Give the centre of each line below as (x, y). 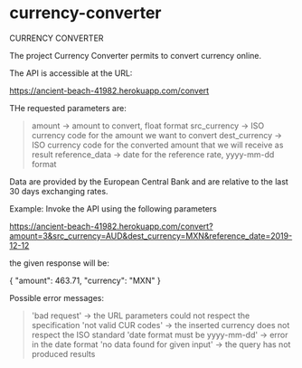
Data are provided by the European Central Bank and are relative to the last (149, 181)
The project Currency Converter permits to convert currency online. (136, 55)
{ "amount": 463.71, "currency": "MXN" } (85, 280)
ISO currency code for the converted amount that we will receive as (157, 145)
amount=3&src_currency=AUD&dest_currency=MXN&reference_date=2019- (151, 236)
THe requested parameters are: (68, 108)
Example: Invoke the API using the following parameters (113, 208)
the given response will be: (60, 263)
